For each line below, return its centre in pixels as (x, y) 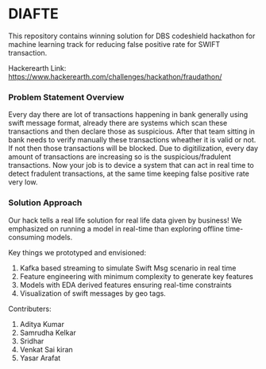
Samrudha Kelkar (48, 332)
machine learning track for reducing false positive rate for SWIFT (114, 44)
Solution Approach (45, 203)
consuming (27, 237)
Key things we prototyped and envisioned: (77, 252)
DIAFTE (34, 14)
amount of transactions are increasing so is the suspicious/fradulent (120, 157)
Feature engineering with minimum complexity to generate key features (137, 276)
